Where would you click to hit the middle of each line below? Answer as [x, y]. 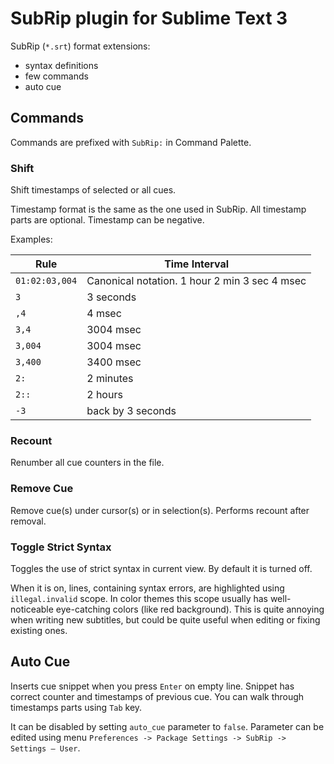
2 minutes [110, 379]
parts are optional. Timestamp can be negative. [107, 220]
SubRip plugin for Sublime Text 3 [149, 18]
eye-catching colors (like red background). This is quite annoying [190, 609]
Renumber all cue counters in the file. [87, 463]
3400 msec [114, 362]
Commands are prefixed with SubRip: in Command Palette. [131, 142]
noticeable [32, 609]
